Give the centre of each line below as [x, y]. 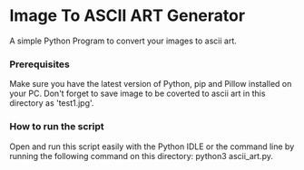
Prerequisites [39, 64]
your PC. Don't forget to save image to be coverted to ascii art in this [137, 94]
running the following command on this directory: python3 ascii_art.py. [142, 156]
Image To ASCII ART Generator [127, 16]
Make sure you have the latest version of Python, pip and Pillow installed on [151, 84]
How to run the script [57, 127]
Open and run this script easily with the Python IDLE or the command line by [152, 146]
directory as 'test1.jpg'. [52, 103]
